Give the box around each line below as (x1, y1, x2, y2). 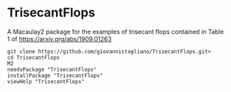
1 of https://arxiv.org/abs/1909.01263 (7, 34, 112, 43)
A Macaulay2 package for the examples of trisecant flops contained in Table (7, 27, 224, 36)
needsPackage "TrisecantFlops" (7, 66, 97, 73)
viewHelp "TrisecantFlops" (7, 78, 85, 85)
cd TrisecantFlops (7, 54, 60, 61)
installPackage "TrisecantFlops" (7, 72, 103, 79)
